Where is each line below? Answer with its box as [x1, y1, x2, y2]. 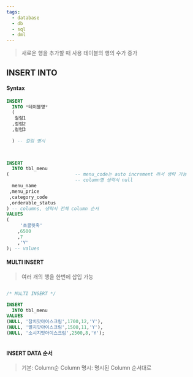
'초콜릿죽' [20, 223, 43, 229]
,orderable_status [9, 200, 56, 206]
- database [12, 15, 40, 21]
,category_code [9, 194, 48, 200]
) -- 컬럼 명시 [12, 138, 46, 144]
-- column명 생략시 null [74, 177, 134, 184]
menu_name [12, 183, 37, 189]
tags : [6, 9, 20, 15]
